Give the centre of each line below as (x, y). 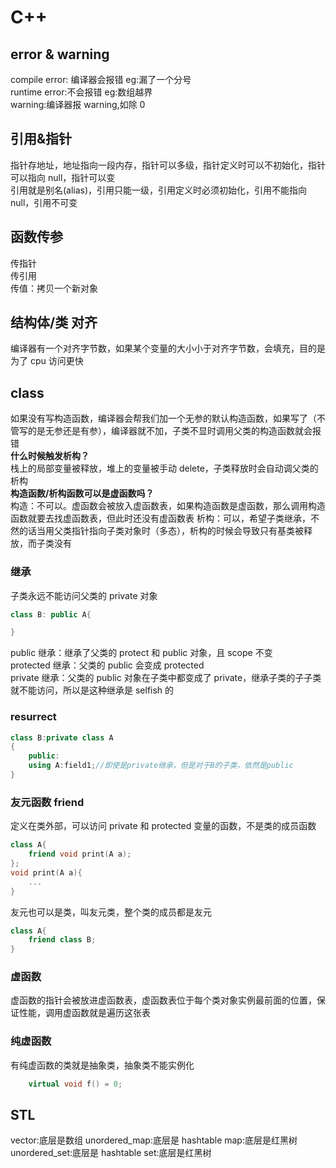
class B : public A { (51, 614)
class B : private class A (62, 737)
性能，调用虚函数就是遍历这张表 (84, 1013)
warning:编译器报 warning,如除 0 (78, 104)
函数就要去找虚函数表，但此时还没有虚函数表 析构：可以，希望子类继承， (160, 518)
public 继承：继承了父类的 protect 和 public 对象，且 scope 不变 (141, 653)
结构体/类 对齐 (54, 322)
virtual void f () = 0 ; (75, 1084)
